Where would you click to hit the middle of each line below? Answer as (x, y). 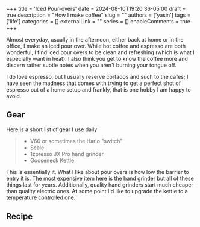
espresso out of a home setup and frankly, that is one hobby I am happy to (98, 89)
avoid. (14, 96)
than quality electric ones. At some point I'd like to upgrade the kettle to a (97, 191)
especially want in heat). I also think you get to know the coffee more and (97, 59)
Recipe (20, 216)
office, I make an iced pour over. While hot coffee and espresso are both (96, 46)
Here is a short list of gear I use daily (52, 129)
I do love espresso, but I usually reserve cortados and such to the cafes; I (97, 77)
